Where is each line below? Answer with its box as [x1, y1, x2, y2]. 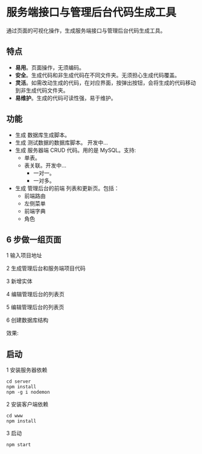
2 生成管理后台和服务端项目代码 [6, 264, 86, 272]
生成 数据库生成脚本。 [15, 131, 70, 138]
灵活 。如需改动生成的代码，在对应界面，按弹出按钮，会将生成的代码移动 [15, 79, 196, 86]
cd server [6, 378, 32, 385]
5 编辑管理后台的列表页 [6, 303, 65, 311]
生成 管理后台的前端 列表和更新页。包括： [15, 184, 120, 192]
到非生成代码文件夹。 [15, 87, 69, 94]
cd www [6, 413, 23, 419]
